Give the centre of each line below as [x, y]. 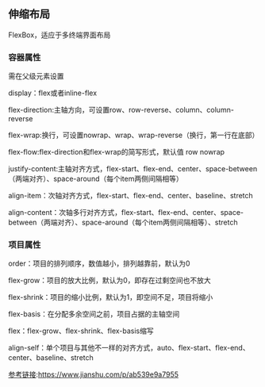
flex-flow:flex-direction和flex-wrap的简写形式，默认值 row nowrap [116, 152]
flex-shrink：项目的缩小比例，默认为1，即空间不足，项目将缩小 [111, 297]
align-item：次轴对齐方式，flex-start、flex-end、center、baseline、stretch [131, 196]
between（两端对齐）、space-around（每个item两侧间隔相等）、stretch [123, 222]
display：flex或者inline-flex [53, 93]
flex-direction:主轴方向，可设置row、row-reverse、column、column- [121, 110]
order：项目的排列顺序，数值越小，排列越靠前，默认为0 [99, 263]
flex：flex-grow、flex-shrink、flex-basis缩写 [81, 331]
